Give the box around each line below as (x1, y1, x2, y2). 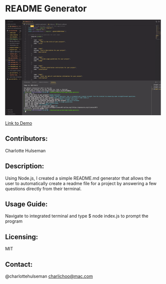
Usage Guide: (5, 200, 48, 208)
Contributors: (5, 135, 48, 143)
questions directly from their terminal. (5, 186, 82, 191)
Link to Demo (5, 120, 32, 126)
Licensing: (5, 233, 39, 241)
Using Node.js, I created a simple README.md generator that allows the (5, 175, 152, 181)
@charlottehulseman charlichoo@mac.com (5, 273, 93, 280)
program (5, 218, 23, 224)
